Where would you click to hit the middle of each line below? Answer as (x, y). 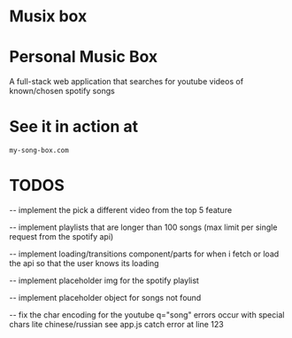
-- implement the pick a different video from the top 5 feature (121, 210)
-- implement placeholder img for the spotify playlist (104, 280)
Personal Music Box (84, 57)
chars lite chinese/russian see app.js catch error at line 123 (116, 324)
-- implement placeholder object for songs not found (105, 298)
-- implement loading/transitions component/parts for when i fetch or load (144, 254)
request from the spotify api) (61, 236)
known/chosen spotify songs (62, 91)
